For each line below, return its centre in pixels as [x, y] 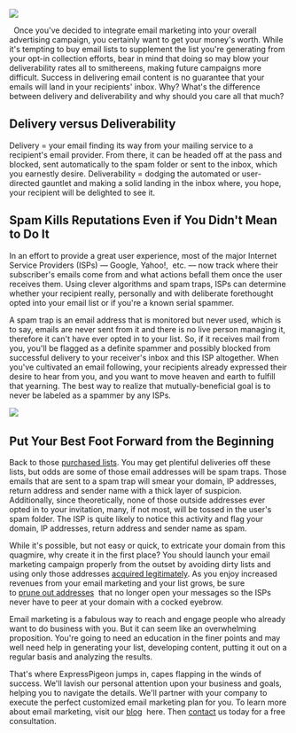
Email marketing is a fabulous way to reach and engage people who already [148, 620]
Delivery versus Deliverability [93, 124]
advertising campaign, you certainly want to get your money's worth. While [146, 39]
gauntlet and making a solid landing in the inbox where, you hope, [161, 183]
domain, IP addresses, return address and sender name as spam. [128, 528]
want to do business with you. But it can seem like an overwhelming [133, 628]
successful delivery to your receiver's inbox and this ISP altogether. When [144, 357]
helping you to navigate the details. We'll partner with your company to [138, 693]
